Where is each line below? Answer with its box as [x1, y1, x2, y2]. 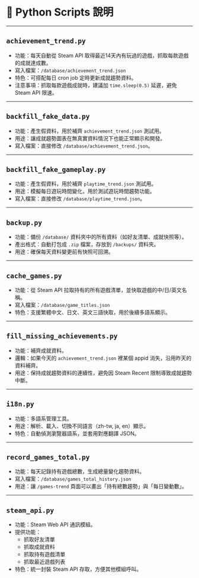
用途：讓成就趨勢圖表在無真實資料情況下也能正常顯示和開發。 [14, 134, 166, 142]
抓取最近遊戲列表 [23, 558, 66, 566]
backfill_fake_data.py [6, 112, 90, 121]
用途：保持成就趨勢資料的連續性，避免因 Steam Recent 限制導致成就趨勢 [14, 369, 192, 376]
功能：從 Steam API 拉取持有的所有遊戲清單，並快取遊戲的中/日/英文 [14, 287, 182, 293]
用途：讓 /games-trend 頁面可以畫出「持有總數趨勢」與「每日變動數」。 [14, 483, 188, 490]
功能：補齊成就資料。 [14, 347, 67, 354]
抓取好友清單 [23, 536, 55, 543]
